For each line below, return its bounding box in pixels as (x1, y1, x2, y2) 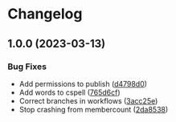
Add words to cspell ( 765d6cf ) (18, 87, 121, 97)
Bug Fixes (7, 61, 47, 72)
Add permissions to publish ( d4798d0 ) (18, 79, 148, 88)
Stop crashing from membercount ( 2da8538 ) (18, 104, 169, 114)
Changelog (7, 5, 83, 23)
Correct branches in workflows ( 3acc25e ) (18, 96, 158, 105)
